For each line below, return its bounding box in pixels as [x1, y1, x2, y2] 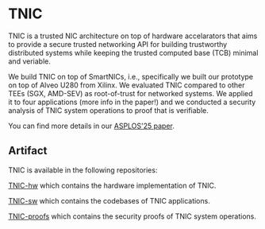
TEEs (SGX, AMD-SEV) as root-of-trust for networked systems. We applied [8, 88, 253, 98]
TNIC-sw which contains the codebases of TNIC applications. [8, 196, 210, 205]
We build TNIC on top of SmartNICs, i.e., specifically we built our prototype [8, 72, 254, 81]
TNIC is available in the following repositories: [8, 165, 158, 175]
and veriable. [8, 56, 52, 66]
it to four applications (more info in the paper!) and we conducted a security [8, 97, 256, 107]
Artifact [8, 144, 48, 157]
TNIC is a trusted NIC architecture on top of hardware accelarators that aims [8, 31, 258, 41]
